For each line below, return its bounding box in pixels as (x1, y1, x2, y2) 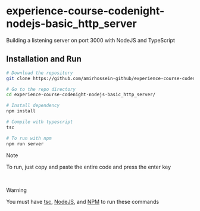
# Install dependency (6, 103, 60, 109)
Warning (6, 186, 27, 194)
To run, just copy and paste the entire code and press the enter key (6, 163, 171, 170)
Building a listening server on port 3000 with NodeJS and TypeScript (6, 36, 176, 44)
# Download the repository (6, 70, 73, 76)
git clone (6, 75, 31, 81)
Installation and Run (6, 54, 82, 64)
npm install (6, 108, 36, 114)
